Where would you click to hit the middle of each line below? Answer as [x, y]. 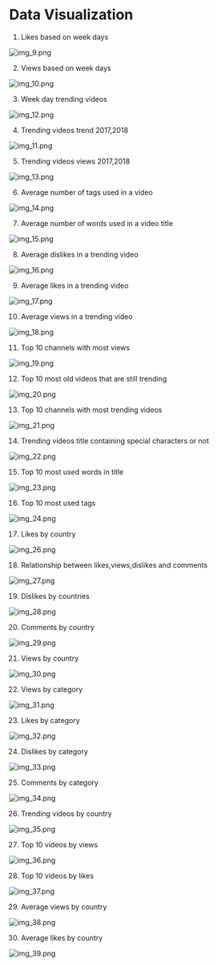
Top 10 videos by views [59, 844]
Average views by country [64, 907]
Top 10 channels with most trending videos [91, 410]
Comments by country [58, 627]
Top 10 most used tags [58, 503]
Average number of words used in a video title [97, 223]
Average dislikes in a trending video [79, 254]
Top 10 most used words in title [72, 471]
